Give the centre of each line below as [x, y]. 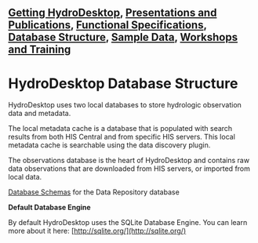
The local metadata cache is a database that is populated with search [120, 129]
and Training [40, 50]
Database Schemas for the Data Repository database [94, 192]
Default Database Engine [50, 208]
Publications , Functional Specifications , [107, 25]
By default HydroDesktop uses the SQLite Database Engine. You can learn [128, 223]
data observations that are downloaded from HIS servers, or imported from [129, 169]
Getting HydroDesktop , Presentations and [113, 13]
